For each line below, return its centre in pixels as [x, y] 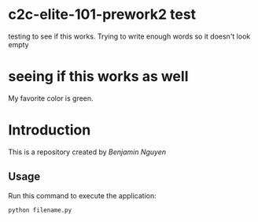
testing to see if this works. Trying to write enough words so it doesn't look [129, 36]
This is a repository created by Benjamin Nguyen [87, 152]
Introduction [50, 130]
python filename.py [40, 210]
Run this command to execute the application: [82, 195]
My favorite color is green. [51, 98]
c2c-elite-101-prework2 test [102, 15]
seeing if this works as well [98, 77]
